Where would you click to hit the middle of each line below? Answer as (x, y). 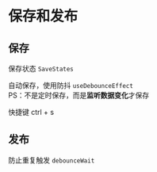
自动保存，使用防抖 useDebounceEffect (71, 85)
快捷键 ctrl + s (31, 112)
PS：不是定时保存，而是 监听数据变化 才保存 (78, 95)
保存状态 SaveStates (41, 69)
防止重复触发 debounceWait (52, 160)
